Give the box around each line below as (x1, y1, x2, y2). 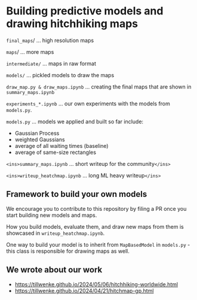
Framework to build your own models (6, 189, 147, 199)
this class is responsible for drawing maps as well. (6, 247, 130, 254)
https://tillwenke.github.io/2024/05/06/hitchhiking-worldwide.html (14, 280, 178, 288)
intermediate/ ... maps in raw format (6, 60, 97, 67)
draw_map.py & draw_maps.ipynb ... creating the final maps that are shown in (6, 83, 192, 90)
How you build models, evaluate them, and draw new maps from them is (6, 223, 184, 230)
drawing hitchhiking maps (6, 17, 138, 31)
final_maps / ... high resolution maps (6, 37, 94, 44)
